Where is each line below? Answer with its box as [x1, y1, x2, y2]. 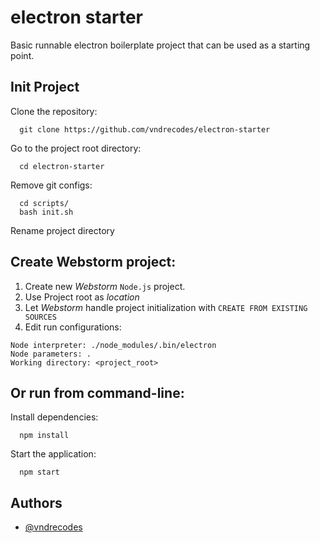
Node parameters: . [10, 349, 92, 359]
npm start [19, 467, 60, 478]
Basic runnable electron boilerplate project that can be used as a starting [10, 39, 311, 51]
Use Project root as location [24, 291, 140, 303]
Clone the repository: [10, 105, 98, 117]
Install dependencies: [10, 411, 99, 423]
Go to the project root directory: [10, 142, 142, 154]
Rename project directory [10, 224, 115, 236]
